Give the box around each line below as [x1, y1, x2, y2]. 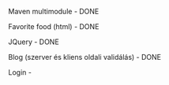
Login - [8, 68, 32, 77]
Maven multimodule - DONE [8, 7, 100, 16]
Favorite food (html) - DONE [8, 22, 100, 31]
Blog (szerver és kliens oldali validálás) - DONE [8, 53, 162, 61]
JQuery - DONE [8, 37, 59, 46]
